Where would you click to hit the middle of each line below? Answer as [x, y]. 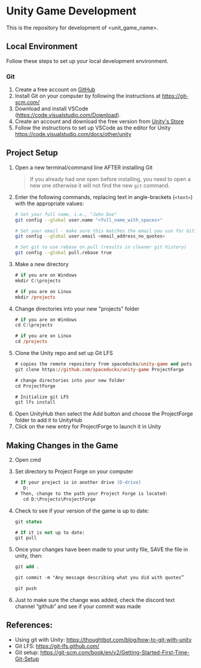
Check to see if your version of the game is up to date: [82, 510]
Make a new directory [42, 264]
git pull [26, 538]
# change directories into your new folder [70, 380]
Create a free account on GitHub [55, 90]
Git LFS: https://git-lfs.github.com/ [57, 646]
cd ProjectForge [35, 386]
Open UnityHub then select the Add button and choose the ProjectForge [104, 414]
